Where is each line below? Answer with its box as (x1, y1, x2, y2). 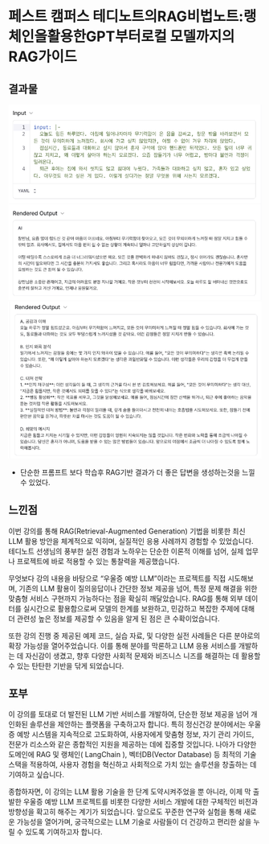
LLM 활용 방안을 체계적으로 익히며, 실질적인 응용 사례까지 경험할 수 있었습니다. (8, 536, 255, 546)
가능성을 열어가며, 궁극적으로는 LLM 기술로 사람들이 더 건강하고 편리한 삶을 (16, 817, 252, 827)
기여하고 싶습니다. (8, 770, 65, 780)
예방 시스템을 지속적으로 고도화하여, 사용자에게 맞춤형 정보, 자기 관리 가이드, (16, 730, 255, 739)
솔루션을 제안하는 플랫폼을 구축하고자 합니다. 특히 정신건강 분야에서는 (29, 719, 247, 729)
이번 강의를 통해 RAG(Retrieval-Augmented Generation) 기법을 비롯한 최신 (8, 526, 247, 536)
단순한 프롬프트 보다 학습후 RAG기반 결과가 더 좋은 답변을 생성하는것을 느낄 (19, 467, 255, 477)
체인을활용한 (8, 27, 87, 46)
